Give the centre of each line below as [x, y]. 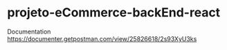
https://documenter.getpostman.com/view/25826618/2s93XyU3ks [102, 38]
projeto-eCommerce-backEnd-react [114, 13]
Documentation [29, 32]
